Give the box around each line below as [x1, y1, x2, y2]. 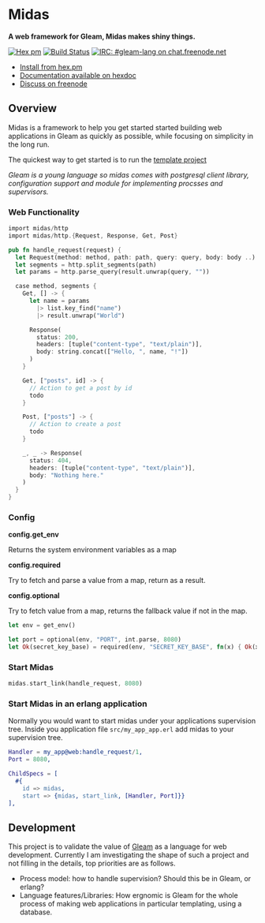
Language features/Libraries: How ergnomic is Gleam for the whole [19, 891, 238, 900]
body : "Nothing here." [28, 471, 104, 479]
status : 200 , [36, 333, 80, 341]
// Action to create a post [28, 420, 122, 428]
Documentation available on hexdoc [19, 70, 136, 80]
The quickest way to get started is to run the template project [8, 155, 207, 164]
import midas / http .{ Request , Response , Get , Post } [8, 231, 178, 240]
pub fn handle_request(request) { [8, 246, 122, 254]
